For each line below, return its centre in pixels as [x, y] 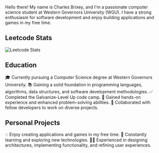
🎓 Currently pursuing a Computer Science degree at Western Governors [79, 77]
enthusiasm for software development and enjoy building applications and [79, 17]
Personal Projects [33, 123]
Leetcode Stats [29, 38]
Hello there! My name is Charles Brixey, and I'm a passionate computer [77, 7]
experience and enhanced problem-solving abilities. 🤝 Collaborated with [78, 102]
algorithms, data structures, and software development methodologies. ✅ [79, 91]
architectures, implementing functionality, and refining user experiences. [78, 145]
